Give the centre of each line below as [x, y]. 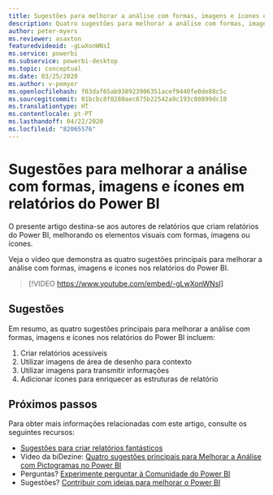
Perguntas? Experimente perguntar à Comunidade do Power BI [125, 474]
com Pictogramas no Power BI [71, 465]
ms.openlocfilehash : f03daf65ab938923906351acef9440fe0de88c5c [118, 91]
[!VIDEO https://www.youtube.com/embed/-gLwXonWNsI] [126, 283]
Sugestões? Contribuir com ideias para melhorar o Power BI [120, 483]
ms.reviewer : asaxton [45, 39]
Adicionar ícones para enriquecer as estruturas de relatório [119, 379]
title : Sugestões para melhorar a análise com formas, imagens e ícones [134, 16]
